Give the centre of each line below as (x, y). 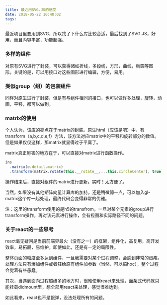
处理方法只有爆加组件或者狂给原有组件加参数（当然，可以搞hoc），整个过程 (82, 264)
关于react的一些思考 (29, 229)
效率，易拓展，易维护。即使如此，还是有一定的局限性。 (62, 247)
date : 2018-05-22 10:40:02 (33, 14)
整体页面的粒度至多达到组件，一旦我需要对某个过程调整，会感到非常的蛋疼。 (83, 258)
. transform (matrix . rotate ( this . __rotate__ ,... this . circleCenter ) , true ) (86, 172)
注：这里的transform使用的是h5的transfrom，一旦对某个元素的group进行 (80, 209)
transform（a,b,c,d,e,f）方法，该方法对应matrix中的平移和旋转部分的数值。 (82, 136)
